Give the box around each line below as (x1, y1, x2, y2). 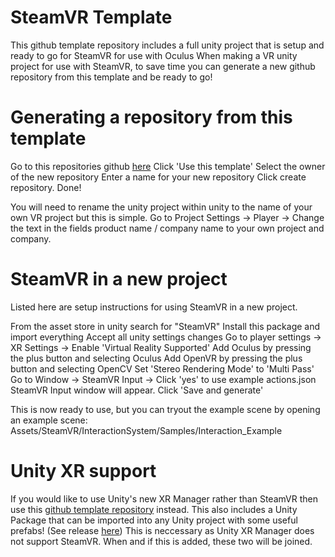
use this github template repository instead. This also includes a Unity (10, 503, 298, 515)
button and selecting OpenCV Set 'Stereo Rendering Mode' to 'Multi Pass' (10, 362, 315, 375)
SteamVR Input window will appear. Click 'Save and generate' (10, 384, 264, 396)
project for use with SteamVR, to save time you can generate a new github (10, 60, 316, 72)
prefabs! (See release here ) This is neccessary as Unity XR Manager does (10, 524, 315, 536)
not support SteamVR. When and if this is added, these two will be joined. (10, 535, 313, 547)
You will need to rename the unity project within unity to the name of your (10, 201, 313, 213)
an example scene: (10, 414, 88, 426)
